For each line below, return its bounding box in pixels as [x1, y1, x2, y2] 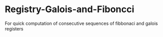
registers [5, 25, 23, 31]
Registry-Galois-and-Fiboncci [5, 4, 134, 15]
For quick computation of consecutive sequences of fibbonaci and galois [5, 20, 158, 26]
